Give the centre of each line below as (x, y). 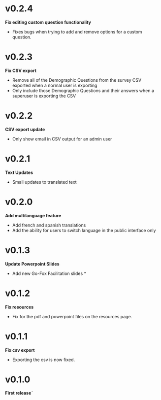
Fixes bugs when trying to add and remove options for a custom (77, 32)
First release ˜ (19, 393)
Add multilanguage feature (33, 215)
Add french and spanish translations (49, 225)
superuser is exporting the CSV (44, 96)
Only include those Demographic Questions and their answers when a (83, 90)
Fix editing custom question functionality (48, 22)
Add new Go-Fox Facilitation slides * (49, 273)
